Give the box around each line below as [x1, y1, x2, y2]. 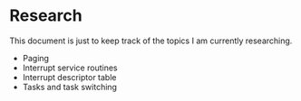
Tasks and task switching [22, 81, 118, 92]
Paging [22, 52, 50, 63]
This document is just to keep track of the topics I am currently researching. [9, 35, 293, 46]
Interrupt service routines [22, 62, 118, 73]
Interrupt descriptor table [22, 71, 117, 82]
